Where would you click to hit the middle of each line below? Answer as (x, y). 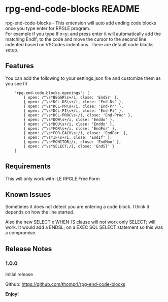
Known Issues (28, 194)
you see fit (16, 83)
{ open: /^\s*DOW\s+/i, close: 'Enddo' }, (69, 119)
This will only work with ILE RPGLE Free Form (53, 178)
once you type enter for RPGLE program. (48, 28)
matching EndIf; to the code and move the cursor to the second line (76, 39)
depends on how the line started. (40, 212)
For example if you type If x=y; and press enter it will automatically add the (83, 34)
